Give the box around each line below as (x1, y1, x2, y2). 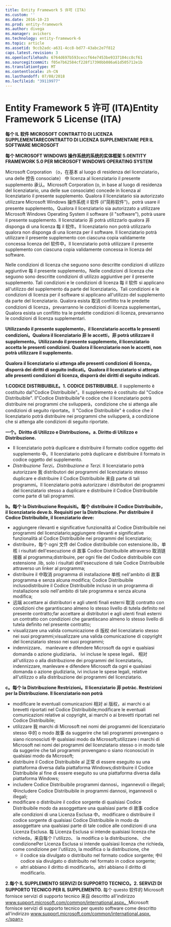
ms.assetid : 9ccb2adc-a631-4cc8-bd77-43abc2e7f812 (5, 45, 115, 51)
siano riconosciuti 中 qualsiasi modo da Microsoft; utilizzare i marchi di (12, 736, 160, 742)
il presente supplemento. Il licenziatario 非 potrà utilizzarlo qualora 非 (5, 217, 151, 223)
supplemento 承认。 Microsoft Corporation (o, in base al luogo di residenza (5, 182, 162, 188)
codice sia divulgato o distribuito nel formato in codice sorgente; (20, 858, 156, 864)
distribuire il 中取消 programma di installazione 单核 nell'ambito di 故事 (12, 571, 160, 577)
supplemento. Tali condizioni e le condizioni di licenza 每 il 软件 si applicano (5, 279, 164, 286)
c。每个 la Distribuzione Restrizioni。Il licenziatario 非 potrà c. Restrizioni (5, 684, 162, 690)
